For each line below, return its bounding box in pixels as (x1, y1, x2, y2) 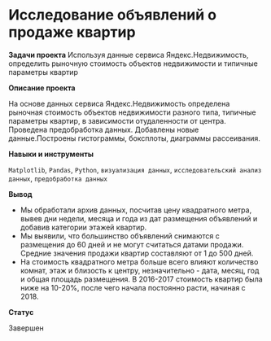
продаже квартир (8, 23, 136, 42)
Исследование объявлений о (8, 6, 217, 24)
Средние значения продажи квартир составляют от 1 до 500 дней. (20, 248, 254, 258)
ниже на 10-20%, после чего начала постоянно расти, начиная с (20, 282, 246, 292)
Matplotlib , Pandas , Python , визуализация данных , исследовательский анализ (8, 164, 262, 174)
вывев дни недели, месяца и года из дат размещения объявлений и (20, 213, 258, 223)
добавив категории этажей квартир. (20, 222, 147, 232)
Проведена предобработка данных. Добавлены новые (8, 125, 199, 134)
